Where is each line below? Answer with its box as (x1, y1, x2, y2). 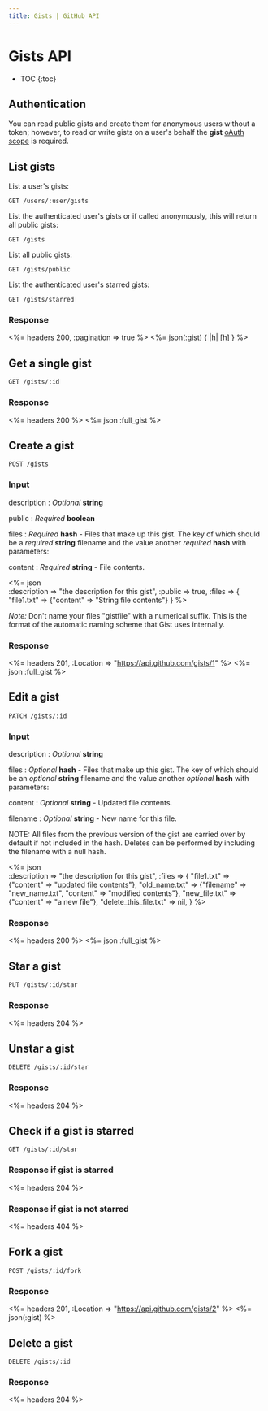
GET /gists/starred (8, 296, 75, 304)
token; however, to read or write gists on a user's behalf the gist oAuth (8, 128, 245, 137)
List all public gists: (8, 250, 73, 260)
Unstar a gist (8, 1041, 75, 1055)
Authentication (8, 97, 87, 111)
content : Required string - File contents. (8, 562, 145, 571)
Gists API (8, 46, 71, 65)
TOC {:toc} (19, 74, 57, 84)
